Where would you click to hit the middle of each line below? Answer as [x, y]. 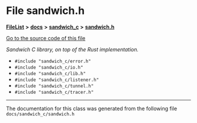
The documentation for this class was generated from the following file [92, 108]
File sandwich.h [45, 11]
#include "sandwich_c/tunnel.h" [54, 86]
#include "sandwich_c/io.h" [49, 67]
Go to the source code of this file [46, 38]
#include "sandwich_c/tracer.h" [54, 92]
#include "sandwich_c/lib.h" [50, 73]
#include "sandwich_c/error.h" [53, 61]
